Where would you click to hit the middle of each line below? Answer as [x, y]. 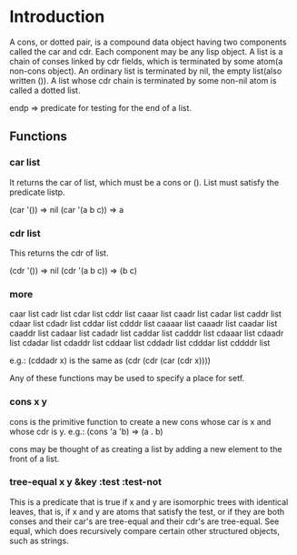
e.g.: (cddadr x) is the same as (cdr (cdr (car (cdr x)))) [110, 360]
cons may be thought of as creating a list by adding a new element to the [146, 449]
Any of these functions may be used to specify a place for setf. [127, 378]
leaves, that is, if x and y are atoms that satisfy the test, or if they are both [147, 511]
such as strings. [40, 540]
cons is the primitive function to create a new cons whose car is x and [140, 421]
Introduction [57, 17]
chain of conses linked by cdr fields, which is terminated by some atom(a [146, 61]
